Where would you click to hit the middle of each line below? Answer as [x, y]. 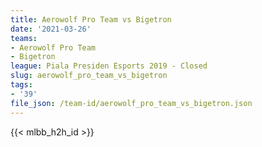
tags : [21, 85]
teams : [24, 38]
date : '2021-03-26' [51, 29]
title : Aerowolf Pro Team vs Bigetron [91, 19]
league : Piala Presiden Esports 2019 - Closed [109, 66]
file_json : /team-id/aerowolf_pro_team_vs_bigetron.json [131, 103]
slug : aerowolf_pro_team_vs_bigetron [89, 76]
